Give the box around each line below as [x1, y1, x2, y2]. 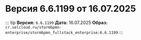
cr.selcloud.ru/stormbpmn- [5, 24, 62, 30]
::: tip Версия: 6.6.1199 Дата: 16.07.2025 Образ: [5, 19, 108, 25]
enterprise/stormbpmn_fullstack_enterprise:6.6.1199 [5, 30, 118, 35]
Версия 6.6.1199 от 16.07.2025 [5, 3, 136, 14]
